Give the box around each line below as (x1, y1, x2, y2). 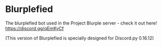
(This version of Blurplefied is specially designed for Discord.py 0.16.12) (5, 35, 154, 41)
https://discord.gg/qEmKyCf (5, 25, 64, 31)
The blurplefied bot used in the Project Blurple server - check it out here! (5, 20, 157, 26)
